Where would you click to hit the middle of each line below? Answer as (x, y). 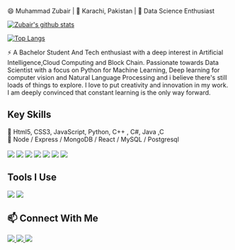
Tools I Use (32, 178)
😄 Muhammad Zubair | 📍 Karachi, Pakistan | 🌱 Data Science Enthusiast (111, 11)
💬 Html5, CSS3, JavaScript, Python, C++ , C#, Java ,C (86, 131)
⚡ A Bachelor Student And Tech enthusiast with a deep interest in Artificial (115, 52)
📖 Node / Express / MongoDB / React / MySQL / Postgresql (93, 139)
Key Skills (29, 115)
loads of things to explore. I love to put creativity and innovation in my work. (118, 85)
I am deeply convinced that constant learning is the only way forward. (109, 93)
